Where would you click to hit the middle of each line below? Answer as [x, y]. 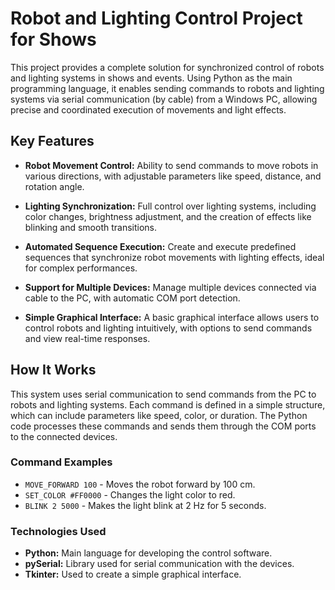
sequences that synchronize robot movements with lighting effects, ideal [174, 257]
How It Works [53, 370]
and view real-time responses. [87, 338]
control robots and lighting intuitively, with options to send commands [168, 328]
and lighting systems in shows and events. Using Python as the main [151, 78]
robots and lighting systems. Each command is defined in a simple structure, [168, 404]
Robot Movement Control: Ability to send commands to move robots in [171, 165]
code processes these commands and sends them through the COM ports [163, 426]
